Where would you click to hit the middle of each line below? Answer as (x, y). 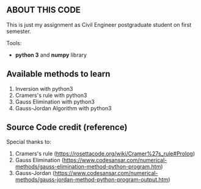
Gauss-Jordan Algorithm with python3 (63, 108)
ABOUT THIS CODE (44, 10)
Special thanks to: (29, 142)
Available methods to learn (58, 74)
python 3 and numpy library (51, 55)
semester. (19, 31)
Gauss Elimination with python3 (55, 102)
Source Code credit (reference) (67, 127)
